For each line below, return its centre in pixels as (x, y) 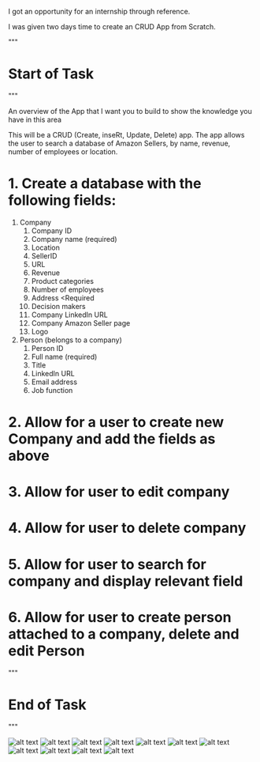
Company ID (52, 230)
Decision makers (58, 306)
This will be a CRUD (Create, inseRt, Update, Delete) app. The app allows (126, 134)
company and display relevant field (126, 581)
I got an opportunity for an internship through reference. (99, 11)
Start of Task (51, 74)
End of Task (47, 705)
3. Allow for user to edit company (119, 492)
